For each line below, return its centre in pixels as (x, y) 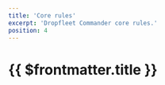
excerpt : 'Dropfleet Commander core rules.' (83, 23)
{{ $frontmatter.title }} (83, 70)
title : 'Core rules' (42, 15)
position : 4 (28, 30)
